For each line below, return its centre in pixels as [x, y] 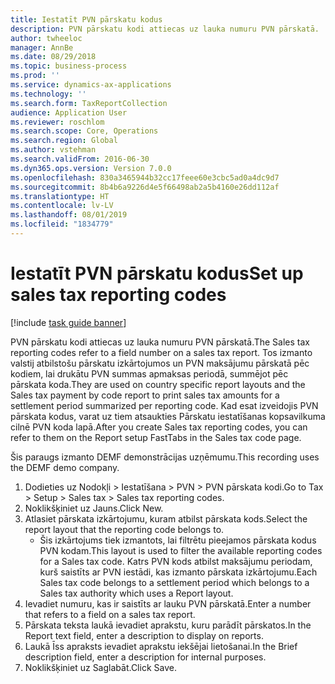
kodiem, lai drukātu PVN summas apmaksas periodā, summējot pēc [149, 373]
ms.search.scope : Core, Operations [84, 131]
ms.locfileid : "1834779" [62, 224]
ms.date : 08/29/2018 [53, 57]
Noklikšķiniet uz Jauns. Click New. [94, 508]
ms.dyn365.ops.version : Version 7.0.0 [91, 168]
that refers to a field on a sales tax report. [110, 614]
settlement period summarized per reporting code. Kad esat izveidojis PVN [164, 405]
